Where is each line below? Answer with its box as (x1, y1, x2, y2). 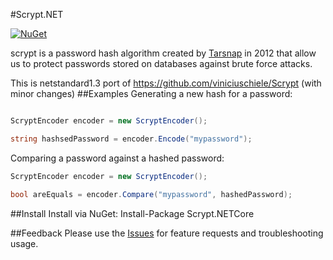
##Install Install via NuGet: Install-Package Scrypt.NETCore (10, 207, 255, 219)
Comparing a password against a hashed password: (10, 152, 225, 164)
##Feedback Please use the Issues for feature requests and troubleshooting (10, 227, 324, 239)
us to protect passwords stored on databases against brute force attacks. (10, 58, 313, 69)
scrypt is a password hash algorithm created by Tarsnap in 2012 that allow (10, 47, 317, 59)
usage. (10, 237, 39, 249)
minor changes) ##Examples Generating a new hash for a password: (10, 88, 293, 99)
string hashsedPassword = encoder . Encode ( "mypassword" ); (10, 134, 253, 144)
